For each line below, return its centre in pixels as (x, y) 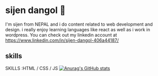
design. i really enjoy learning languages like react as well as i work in (78, 29)
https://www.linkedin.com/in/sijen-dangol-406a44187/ (62, 40)
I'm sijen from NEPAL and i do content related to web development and (79, 24)
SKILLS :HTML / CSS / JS (32, 68)
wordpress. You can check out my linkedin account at (61, 35)
